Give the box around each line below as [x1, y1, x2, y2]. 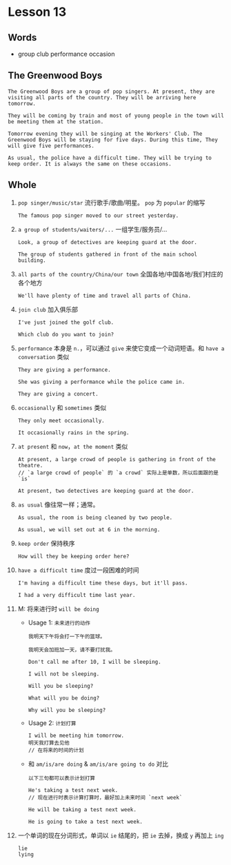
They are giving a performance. [17, 366, 111, 373]
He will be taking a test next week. [28, 806, 137, 813]
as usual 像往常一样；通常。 [17, 500, 99, 509]
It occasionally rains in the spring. [17, 429, 130, 436]
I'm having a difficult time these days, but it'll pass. [17, 580, 188, 587]
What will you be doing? [28, 694, 100, 702]
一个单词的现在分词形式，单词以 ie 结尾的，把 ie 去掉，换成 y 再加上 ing [17, 831, 224, 839]
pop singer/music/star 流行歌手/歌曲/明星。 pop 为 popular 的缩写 [17, 198, 205, 207]
